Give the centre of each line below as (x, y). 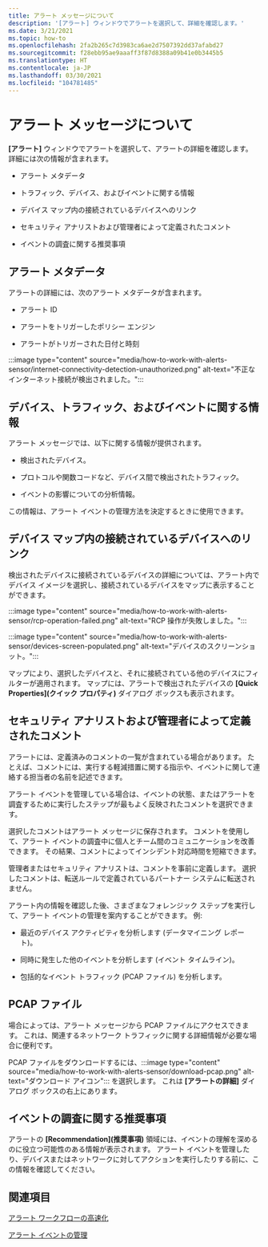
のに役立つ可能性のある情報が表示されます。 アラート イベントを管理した (129, 1149)
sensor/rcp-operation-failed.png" (63, 620)
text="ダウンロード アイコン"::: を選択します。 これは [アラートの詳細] (124, 1081)
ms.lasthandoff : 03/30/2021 (55, 75)
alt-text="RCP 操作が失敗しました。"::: (183, 620)
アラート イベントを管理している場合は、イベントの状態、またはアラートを (132, 794)
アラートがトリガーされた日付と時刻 (80, 344)
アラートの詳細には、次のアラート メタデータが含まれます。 (107, 293)
